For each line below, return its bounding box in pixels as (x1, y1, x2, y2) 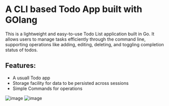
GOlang (5, 14, 38, 26)
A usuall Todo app (12, 74, 50, 81)
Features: (5, 61, 36, 70)
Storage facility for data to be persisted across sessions (12, 80, 129, 86)
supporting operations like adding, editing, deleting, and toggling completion (5, 41, 164, 47)
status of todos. (5, 47, 38, 53)
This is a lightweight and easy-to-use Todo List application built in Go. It (5, 31, 155, 37)
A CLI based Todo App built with (5, 4, 143, 15)
